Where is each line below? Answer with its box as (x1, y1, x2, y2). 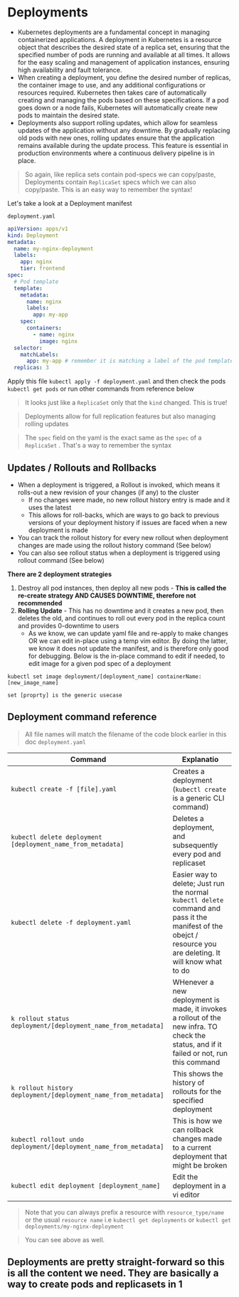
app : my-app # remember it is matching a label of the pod (26, 357, 205, 365)
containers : (26, 324, 62, 332)
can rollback (172, 1125, 214, 1135)
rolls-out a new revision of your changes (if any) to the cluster (17, 488, 199, 497)
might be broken (172, 1160, 228, 1170)
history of (172, 1077, 205, 1087)
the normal (172, 887, 208, 897)
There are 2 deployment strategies (7, 570, 112, 578)
